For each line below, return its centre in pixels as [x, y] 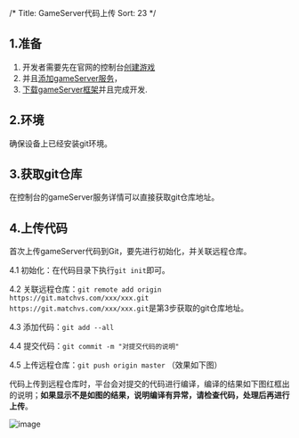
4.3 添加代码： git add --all [61, 327]
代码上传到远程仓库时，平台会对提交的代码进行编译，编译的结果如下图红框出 [149, 384]
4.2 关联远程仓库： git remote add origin [85, 289]
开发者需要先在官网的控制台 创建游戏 [89, 67]
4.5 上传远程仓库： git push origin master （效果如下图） [116, 365]
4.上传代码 [39, 228]
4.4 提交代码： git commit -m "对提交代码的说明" [94, 346]
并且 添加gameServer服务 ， [72, 78]
